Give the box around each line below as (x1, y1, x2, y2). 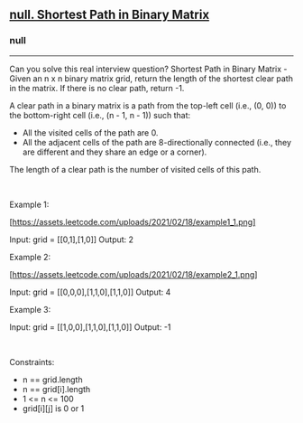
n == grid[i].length (22, 383, 91, 394)
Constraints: (9, 356, 55, 367)
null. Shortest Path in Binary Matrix (9, 7, 210, 23)
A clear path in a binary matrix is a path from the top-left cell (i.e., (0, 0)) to (9, 99, 287, 111)
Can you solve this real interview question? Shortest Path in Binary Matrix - (9, 63, 288, 74)
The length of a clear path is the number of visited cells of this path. (9, 164, 262, 174)
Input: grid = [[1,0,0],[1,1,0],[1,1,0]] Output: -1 (9, 321, 171, 333)
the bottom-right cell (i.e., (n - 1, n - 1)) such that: (9, 109, 191, 120)
